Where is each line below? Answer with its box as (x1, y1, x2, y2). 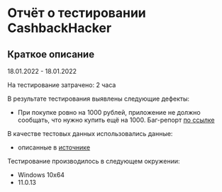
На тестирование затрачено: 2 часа (7, 81, 116, 89)
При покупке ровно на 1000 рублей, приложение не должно (17, 108, 201, 116)
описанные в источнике (17, 143, 91, 152)
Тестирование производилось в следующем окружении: (7, 157, 180, 165)
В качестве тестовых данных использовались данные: (7, 130, 173, 137)
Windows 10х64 (17, 171, 65, 179)
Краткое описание (7, 48, 94, 60)
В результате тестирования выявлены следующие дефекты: (7, 94, 190, 103)
